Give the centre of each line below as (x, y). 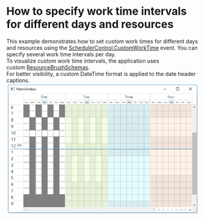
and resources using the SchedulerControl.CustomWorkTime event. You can (102, 48)
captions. (18, 80)
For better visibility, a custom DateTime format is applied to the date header (101, 74)
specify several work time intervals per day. (61, 54)
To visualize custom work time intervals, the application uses (83, 61)
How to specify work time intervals (97, 11)
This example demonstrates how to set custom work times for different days (102, 41)
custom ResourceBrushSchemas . (48, 67)
